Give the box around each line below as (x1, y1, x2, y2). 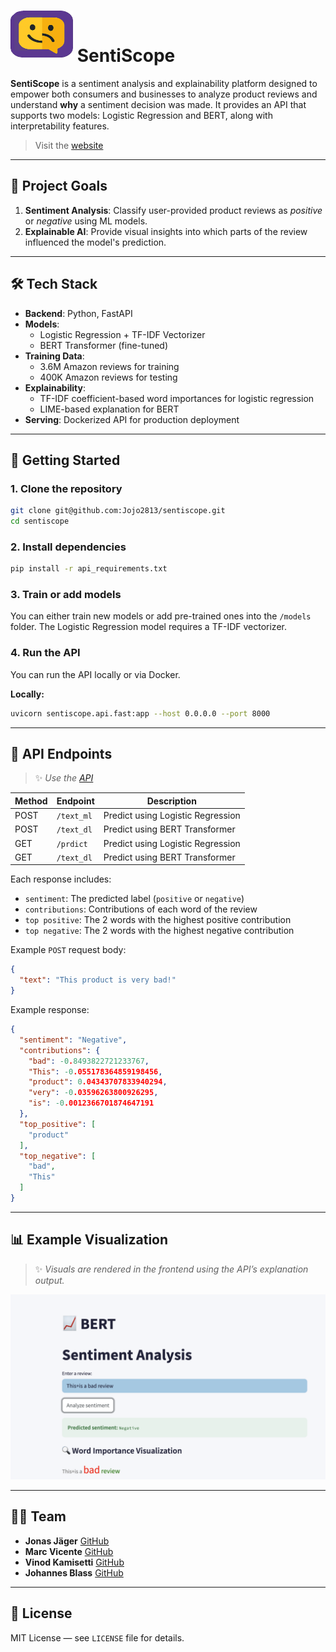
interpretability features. (10, 120, 110, 132)
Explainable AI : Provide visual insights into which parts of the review (24, 225, 308, 237)
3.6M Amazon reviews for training (39, 360, 180, 372)
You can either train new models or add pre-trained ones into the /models (10, 610, 312, 622)
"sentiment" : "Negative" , (19, 1035, 128, 1045)
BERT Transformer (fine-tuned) (39, 339, 169, 351)
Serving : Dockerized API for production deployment (24, 413, 240, 425)
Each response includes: (10, 873, 112, 885)
